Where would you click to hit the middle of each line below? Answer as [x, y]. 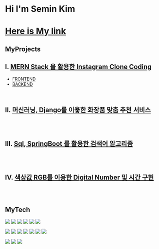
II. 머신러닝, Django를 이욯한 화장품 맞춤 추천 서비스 [78, 110]
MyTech [18, 210]
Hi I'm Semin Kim [40, 9]
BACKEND [22, 84]
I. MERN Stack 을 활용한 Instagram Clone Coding [78, 67]
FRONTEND [24, 79]
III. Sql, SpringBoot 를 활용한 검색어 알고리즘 [69, 144]
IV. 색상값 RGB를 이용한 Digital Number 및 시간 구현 [79, 177]
